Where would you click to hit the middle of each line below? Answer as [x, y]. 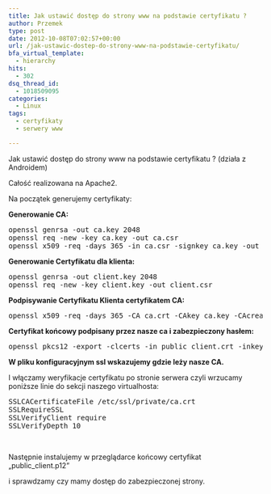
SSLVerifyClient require [57, 418]
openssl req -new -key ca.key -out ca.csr [94, 238]
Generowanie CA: [38, 214]
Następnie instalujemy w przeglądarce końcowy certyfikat [105, 457]
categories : [28, 99]
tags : [17, 114]
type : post [27, 31]
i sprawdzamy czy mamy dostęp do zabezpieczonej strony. [107, 481]
